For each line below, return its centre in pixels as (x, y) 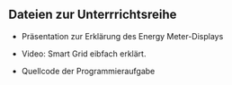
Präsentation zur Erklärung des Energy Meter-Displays (122, 36)
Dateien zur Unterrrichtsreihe (93, 15)
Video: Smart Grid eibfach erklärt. (84, 54)
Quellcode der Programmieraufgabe (88, 71)
